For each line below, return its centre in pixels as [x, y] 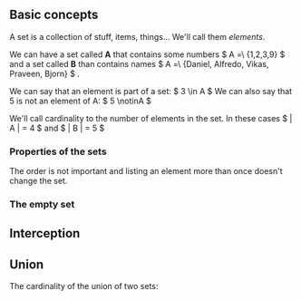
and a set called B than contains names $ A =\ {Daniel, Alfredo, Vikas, [139, 63]
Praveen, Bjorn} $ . [44, 73]
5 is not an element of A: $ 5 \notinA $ [80, 101]
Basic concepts [54, 15]
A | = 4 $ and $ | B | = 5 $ [57, 128]
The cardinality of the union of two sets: [84, 286]
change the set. [39, 181]
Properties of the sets [58, 151]
